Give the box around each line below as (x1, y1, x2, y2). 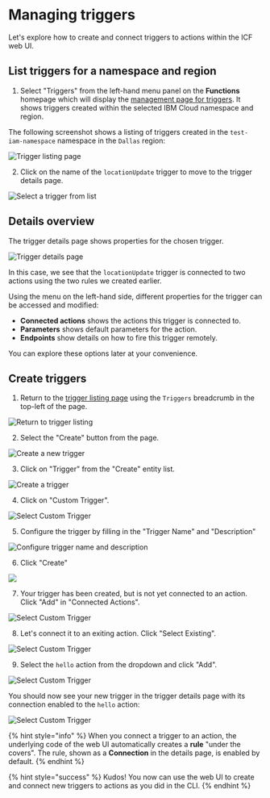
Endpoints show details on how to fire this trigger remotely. (19, 332, 218, 342)
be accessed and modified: (8, 300, 99, 310)
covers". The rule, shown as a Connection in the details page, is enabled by (8, 748, 260, 758)
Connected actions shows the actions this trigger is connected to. (19, 315, 242, 325)
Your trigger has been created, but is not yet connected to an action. (19, 589, 248, 599)
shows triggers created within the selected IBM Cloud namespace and (19, 102, 254, 112)
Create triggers (8, 371, 87, 385)
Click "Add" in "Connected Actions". (19, 597, 140, 607)
